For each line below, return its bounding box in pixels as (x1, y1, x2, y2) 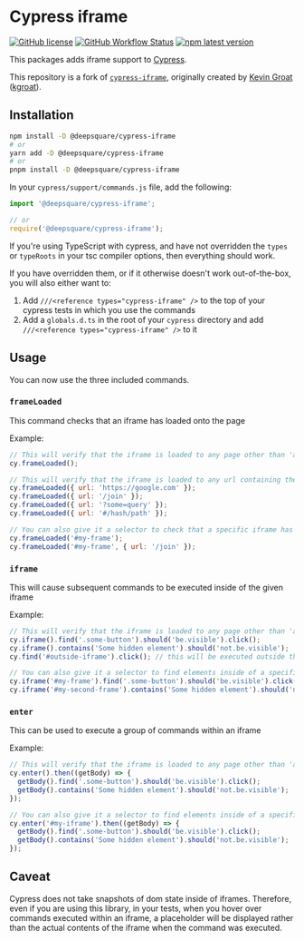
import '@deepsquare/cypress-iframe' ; (9, 200, 156, 209)
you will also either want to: (9, 277, 111, 288)
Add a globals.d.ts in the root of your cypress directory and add (22, 314, 264, 325)
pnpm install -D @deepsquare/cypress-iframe (9, 165, 180, 174)
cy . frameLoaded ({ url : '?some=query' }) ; (9, 501, 168, 510)
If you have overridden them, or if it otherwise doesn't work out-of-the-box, (9, 268, 291, 279)
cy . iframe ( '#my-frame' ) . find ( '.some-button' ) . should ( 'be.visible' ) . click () (9, 677, 301, 686)
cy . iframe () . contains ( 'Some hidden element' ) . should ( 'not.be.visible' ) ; (9, 643, 290, 652)
